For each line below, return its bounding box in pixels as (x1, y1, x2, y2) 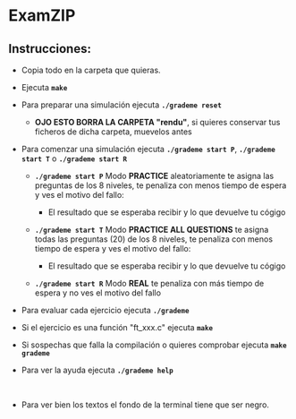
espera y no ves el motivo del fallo (34, 287, 162, 298)
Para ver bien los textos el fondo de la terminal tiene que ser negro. (21, 399, 270, 410)
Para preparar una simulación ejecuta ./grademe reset (21, 99, 223, 110)
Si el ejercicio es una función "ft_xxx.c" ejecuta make (21, 322, 214, 332)
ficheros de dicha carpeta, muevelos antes (34, 126, 193, 137)
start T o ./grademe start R (21, 153, 127, 164)
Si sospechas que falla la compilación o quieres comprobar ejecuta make (21, 339, 287, 350)
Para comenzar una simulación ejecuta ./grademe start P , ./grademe (21, 144, 276, 154)
